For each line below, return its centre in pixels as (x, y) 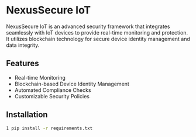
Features (23, 64)
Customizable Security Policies (52, 96)
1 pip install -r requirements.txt (49, 128)
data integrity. (23, 45)
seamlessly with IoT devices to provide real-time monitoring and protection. (97, 32)
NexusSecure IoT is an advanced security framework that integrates (88, 26)
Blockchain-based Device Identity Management (72, 84)
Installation (27, 115)
